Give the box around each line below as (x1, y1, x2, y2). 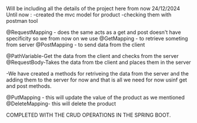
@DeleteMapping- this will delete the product (6, 100, 116, 107)
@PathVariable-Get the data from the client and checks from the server (6, 53, 179, 59)
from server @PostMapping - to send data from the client (6, 41, 145, 48)
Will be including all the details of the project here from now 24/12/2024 (6, 5, 181, 12)
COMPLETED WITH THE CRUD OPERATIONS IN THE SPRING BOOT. (6, 111, 171, 118)
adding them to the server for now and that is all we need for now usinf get (6, 76, 187, 83)
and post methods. (6, 83, 52, 90)
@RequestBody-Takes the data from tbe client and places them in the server (6, 59, 191, 66)
